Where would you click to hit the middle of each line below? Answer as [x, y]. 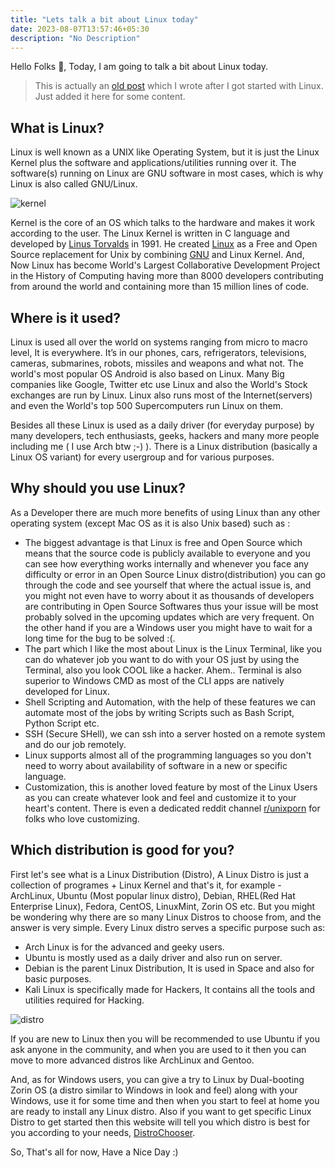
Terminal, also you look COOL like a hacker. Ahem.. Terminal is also [163, 670]
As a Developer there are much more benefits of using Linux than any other [165, 512]
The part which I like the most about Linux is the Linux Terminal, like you [173, 648]
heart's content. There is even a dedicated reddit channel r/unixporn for [172, 808]
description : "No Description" [75, 38]
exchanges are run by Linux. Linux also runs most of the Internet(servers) [161, 395]
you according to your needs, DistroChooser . [103, 1132]
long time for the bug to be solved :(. [100, 638]
